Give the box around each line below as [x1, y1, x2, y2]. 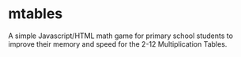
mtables [8, 5, 63, 23]
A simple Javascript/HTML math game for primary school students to [8, 31, 233, 40]
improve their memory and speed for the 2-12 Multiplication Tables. [8, 39, 228, 48]
